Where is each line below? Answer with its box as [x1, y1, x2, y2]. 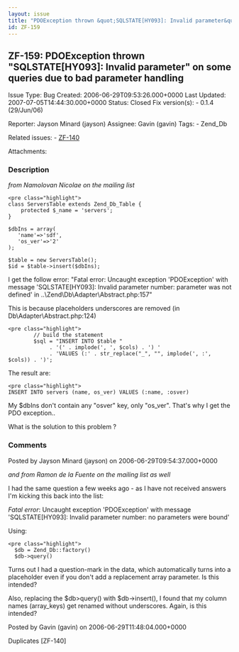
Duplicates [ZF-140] [8, 636, 67, 645]
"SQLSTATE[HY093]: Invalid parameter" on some [8, 61, 231, 73]
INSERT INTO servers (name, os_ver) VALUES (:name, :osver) [8, 389, 190, 396]
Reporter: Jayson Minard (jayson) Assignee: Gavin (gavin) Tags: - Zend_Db [8, 120, 228, 128]
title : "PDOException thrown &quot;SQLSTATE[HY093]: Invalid [8, 17, 193, 24]
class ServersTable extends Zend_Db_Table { [8, 201, 142, 208]
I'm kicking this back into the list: [8, 491, 104, 500]
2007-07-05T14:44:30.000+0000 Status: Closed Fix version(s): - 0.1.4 [8, 99, 214, 107]
